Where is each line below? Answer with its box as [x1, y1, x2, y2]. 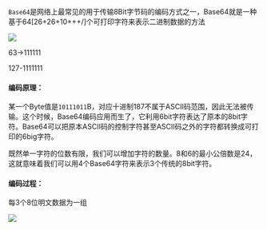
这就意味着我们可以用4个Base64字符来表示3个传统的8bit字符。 [8, 159, 217, 169]
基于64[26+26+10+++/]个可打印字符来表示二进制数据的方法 [8, 17, 205, 26]
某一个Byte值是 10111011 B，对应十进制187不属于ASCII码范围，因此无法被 [8, 102, 247, 112]
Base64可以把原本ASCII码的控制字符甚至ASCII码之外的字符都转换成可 [22, 122, 253, 132]
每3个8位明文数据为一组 [8, 198, 88, 208]
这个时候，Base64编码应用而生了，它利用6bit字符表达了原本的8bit [22, 112, 241, 121]
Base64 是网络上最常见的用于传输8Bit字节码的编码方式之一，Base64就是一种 [8, 7, 257, 16]
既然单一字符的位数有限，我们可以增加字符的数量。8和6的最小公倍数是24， [8, 149, 257, 158]
